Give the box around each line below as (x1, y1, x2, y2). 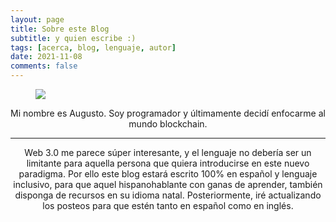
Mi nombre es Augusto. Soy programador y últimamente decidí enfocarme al (10, 107, 326, 119)
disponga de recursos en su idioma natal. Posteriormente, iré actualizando (14, 189, 322, 201)
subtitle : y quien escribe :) (10, 33, 137, 43)
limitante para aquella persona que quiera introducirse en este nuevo (26, 157, 310, 169)
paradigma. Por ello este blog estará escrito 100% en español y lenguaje (18, 168, 318, 180)
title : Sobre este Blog (10, 24, 110, 34)
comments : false (10, 61, 78, 71)
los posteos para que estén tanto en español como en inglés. (42, 200, 294, 211)
